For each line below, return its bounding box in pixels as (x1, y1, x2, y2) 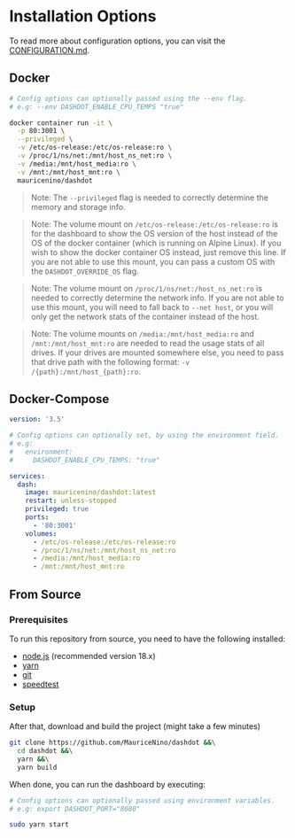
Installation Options (9, 6, 157, 27)
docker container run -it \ (9, 118, 113, 128)
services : (9, 471, 46, 480)
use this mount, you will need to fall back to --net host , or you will (30, 301, 274, 312)
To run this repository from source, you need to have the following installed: (9, 633, 286, 644)
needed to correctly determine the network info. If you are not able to (30, 292, 284, 303)
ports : (25, 513, 50, 522)
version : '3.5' (9, 415, 66, 424)
